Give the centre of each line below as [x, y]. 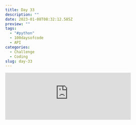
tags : [11, 29]
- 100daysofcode [27, 38]
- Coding [19, 56]
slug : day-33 [19, 61]
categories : [18, 47]
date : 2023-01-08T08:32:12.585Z [39, 19]
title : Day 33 [20, 10]
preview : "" [18, 24]
